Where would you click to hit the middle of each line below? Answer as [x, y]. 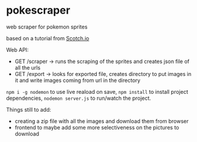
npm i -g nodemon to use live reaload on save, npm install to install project [97, 91]
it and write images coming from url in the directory [77, 80]
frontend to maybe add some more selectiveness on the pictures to [97, 127]
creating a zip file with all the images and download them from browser [101, 121]
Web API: [18, 50]
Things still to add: [29, 109]
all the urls [27, 67]
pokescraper [38, 10]
